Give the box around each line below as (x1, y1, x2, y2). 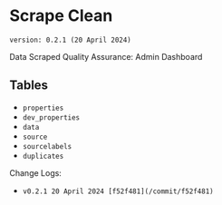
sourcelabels (22, 142, 72, 151)
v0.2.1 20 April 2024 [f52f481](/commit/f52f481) (22, 187, 215, 196)
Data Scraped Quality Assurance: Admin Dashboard (9, 51, 203, 62)
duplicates (22, 151, 64, 161)
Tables (9, 78, 48, 93)
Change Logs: (9, 167, 62, 178)
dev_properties (22, 112, 81, 122)
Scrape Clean (9, 5, 113, 26)
